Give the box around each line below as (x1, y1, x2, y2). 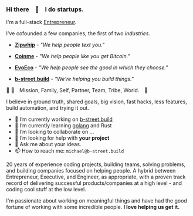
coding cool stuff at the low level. (6, 186, 86, 193)
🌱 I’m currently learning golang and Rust (14, 122, 112, 129)
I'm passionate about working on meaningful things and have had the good (6, 197, 188, 204)
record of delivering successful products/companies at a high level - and (6, 180, 182, 187)
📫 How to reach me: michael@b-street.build (14, 147, 124, 154)
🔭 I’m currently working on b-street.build (14, 116, 113, 123)
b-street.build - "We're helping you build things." (14, 76, 134, 83)
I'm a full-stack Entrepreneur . (6, 19, 77, 26)
